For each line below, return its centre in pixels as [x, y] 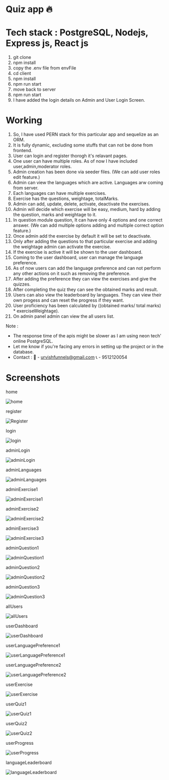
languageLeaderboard [29, 762]
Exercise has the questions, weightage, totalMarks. [66, 199]
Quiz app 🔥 [29, 9]
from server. [26, 188]
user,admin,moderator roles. [42, 167]
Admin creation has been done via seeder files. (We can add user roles [87, 172]
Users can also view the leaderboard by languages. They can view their [87, 295]
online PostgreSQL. [33, 341]
